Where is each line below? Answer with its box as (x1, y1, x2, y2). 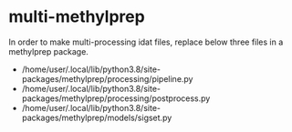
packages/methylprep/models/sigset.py (21, 112, 172, 123)
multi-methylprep (8, 6, 145, 27)
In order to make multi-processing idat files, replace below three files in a (8, 36, 284, 47)
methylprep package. (8, 46, 89, 56)
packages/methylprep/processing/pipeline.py (21, 73, 193, 84)
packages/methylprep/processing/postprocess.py (21, 93, 211, 104)
